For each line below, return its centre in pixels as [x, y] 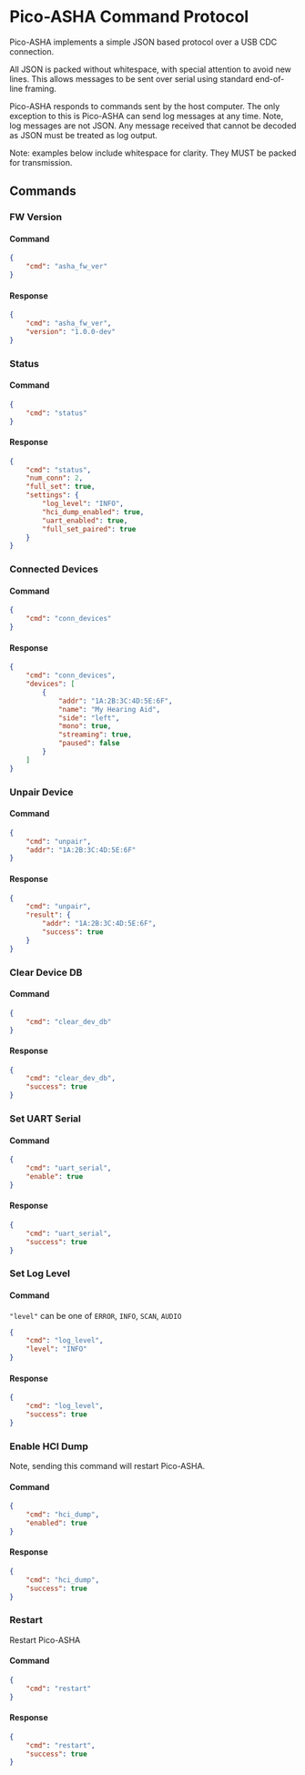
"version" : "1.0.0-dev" [71, 332]
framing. [41, 88]
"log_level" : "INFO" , [83, 504]
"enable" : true [55, 1176]
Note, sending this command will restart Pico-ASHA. [107, 1466]
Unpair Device [41, 792]
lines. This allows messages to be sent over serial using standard [131, 78]
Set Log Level [40, 1273]
